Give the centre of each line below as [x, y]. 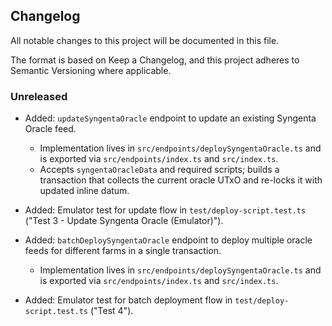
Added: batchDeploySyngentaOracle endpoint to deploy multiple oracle [168, 240]
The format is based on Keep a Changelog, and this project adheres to [155, 60]
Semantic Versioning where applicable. [91, 70]
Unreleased [39, 96]
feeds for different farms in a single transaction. [123, 251]
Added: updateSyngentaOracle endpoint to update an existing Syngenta [170, 118]
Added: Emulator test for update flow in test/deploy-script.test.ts [165, 210]
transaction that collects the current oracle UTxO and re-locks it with [181, 180]
